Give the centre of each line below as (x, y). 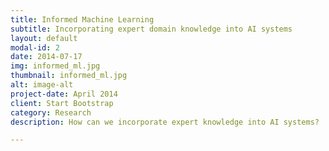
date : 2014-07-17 (46, 57)
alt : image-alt (42, 85)
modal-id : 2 (35, 47)
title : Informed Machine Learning (82, 19)
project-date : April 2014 (64, 94)
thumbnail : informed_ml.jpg (69, 76)
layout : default (44, 38)
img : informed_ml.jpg (55, 66)
